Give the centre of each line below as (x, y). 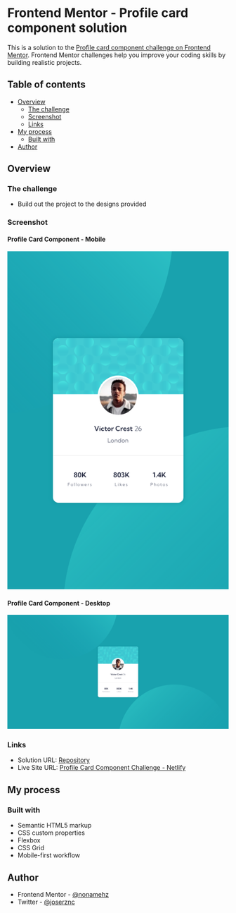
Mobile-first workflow (49, 855)
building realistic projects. (45, 62)
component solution (67, 28)
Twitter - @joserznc (46, 902)
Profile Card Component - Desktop (59, 603)
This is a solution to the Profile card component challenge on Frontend (109, 47)
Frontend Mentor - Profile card (98, 13)
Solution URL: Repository (53, 760)
